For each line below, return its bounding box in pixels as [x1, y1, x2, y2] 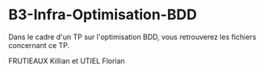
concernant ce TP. [8, 40, 70, 50]
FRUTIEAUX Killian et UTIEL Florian [8, 56, 125, 66]
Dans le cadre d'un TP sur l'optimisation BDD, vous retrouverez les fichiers [8, 32, 257, 42]
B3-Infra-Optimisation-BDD [8, 6, 198, 24]
